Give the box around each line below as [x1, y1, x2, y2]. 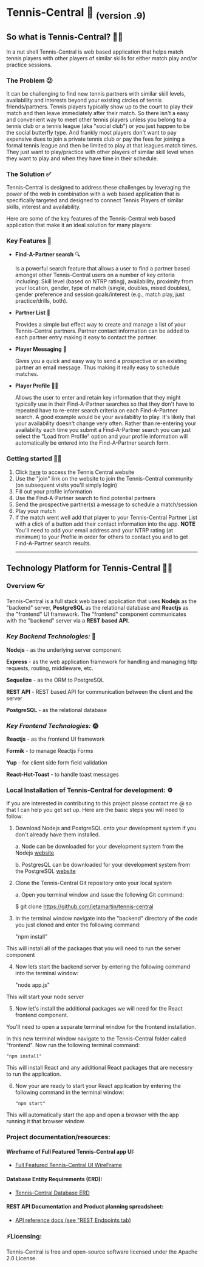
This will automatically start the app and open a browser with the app [6, 1111, 179, 1118]
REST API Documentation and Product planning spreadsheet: [6, 1203, 164, 1210]
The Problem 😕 [6, 76, 53, 85]
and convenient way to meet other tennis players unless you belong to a [6, 116, 186, 123]
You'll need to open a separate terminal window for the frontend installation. [6, 1023, 196, 1031]
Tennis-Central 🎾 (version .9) [6, 5, 146, 21]
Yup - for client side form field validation [6, 759, 108, 766]
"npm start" [15, 1101, 46, 1107]
